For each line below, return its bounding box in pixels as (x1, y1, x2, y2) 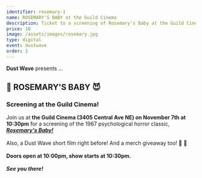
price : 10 (6, 25, 31, 32)
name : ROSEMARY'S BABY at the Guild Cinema (6, 14, 117, 21)
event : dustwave (6, 43, 47, 49)
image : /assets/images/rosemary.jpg (6, 31, 98, 37)
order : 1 (6, 48, 28, 54)
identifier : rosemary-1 (6, 8, 66, 15)
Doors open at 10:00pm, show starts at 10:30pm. (6, 152, 131, 160)
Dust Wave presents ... (6, 65, 63, 72)
